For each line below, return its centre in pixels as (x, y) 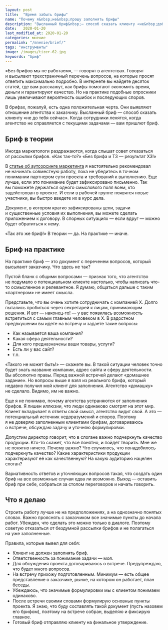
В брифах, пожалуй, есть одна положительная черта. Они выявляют (78, 107)
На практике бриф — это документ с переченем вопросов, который (78, 261)
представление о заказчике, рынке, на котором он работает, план (83, 579)
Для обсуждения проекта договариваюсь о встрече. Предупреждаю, (87, 563)
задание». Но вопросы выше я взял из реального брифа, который (75, 380)
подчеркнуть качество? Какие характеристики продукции (67, 453)
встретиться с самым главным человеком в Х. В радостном (70, 318)
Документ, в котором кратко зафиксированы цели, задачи (68, 208)
